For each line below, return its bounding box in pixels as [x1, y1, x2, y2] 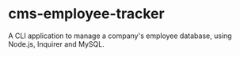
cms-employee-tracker [8, 5, 165, 23]
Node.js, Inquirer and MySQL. [8, 39, 105, 48]
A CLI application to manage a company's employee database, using [8, 31, 232, 40]
